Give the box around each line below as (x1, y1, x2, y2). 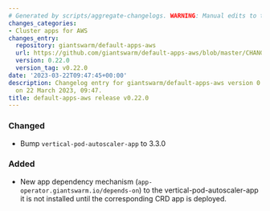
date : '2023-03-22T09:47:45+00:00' (8, 71, 128, 79)
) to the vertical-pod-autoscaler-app (139, 185, 259, 195)
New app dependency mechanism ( (19, 177, 138, 186)
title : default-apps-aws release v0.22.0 (8, 94, 149, 102)
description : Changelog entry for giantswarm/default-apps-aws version (8, 79, 253, 87)
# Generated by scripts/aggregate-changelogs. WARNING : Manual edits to (8, 11, 257, 20)
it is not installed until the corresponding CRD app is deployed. (19, 193, 227, 203)
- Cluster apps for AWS (8, 26, 88, 34)
